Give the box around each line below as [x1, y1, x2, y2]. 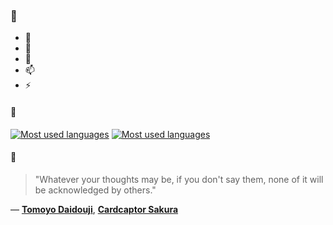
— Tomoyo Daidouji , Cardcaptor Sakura [10, 203, 179, 215]
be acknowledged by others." [34, 184, 157, 196]
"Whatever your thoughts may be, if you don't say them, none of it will [34, 173, 324, 185]
